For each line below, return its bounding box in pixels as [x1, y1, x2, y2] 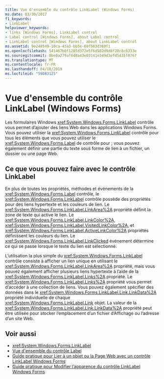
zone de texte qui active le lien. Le [5, 212, 74, 218]
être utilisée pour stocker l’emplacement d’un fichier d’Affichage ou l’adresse [5, 310, 159, 316]
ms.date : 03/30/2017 [5, 12, 47, 17]
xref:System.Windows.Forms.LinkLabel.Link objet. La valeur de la [5, 300, 137, 306]
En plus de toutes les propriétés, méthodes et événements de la [5, 186, 134, 191]
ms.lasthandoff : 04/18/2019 [5, 67, 63, 72]
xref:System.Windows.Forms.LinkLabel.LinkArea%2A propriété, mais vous [5, 263, 155, 269]
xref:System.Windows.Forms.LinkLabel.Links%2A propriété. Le [5, 274, 133, 280]
